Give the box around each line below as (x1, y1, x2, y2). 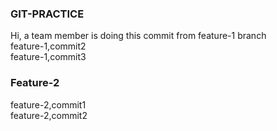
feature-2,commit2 (10, 109, 88, 121)
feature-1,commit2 (10, 40, 87, 52)
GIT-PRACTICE (10, 7, 85, 21)
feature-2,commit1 (10, 98, 87, 111)
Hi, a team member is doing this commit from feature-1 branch (10, 30, 267, 42)
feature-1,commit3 (10, 51, 87, 63)
